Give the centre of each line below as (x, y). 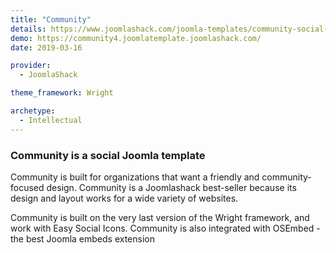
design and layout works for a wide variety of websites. (124, 198)
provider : (31, 66)
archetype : (33, 111)
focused (27, 187)
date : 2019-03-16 (46, 47)
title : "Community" (51, 19)
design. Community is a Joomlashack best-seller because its (171, 187)
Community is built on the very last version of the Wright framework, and (160, 217)
